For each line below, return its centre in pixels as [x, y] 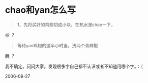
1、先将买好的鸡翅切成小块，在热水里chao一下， [66, 25]
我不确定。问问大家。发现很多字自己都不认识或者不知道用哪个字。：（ [74, 66]
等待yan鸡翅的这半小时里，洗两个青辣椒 [58, 45]
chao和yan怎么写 [41, 10]
